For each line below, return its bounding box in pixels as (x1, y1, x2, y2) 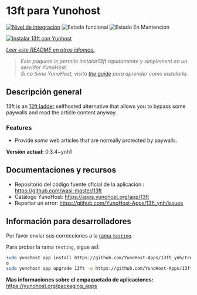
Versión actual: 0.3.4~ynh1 (6, 148, 72, 155)
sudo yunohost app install (6, 255, 72, 260)
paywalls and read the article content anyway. (6, 108, 117, 116)
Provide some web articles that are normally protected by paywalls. (14, 137, 178, 144)
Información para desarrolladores (6, 216, 132, 226)
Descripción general (6, 87, 82, 97)
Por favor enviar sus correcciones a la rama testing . (6, 232, 133, 239)
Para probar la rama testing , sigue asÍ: (6, 243, 100, 250)
